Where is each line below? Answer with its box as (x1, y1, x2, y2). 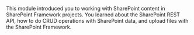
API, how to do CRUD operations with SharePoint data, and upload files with (6, 17, 189, 24)
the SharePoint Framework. (6, 23, 72, 30)
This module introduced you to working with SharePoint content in (6, 5, 165, 12)
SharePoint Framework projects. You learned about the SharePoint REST (6, 11, 180, 18)
